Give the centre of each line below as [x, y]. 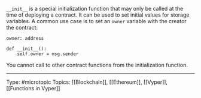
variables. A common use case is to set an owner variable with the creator [96, 21]
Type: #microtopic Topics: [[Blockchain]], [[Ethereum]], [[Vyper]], [87, 82]
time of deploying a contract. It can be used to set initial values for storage [98, 15]
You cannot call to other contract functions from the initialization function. [97, 65]
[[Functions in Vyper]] [33, 88]
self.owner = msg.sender [48, 54]
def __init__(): [26, 49]
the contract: [22, 27]
